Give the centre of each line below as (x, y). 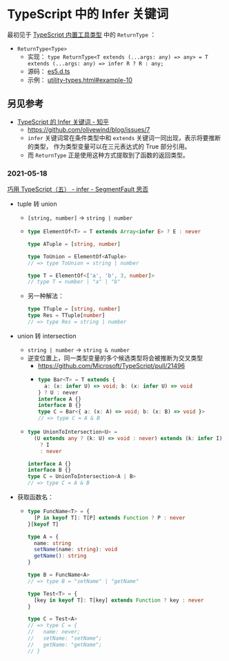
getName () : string (60, 556)
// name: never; (54, 632)
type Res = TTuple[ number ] (66, 316)
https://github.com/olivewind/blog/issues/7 (89, 129)
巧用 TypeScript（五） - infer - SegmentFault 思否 (78, 189)
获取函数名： (35, 497)
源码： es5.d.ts (49, 71)
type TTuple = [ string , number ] (74, 309)
